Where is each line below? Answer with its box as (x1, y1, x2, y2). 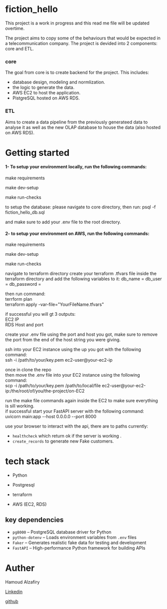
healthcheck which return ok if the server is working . (12, 433, 122, 439)
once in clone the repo (5, 367, 51, 373)
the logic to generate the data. (12, 84, 75, 90)
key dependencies (5, 516, 64, 524)
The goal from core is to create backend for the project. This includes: (5, 69, 150, 75)
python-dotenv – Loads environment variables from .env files (12, 534, 137, 540)
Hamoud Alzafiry (5, 579, 40, 585)
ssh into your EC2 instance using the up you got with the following (5, 346, 141, 353)
